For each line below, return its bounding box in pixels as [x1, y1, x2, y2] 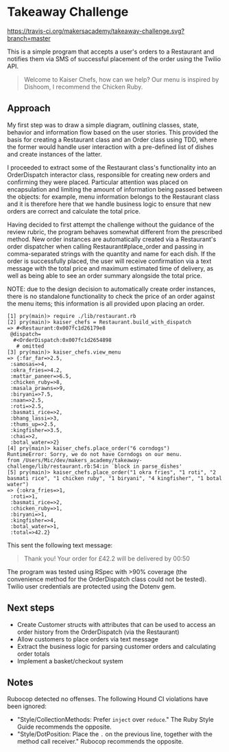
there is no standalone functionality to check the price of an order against [7, 292, 215, 300]
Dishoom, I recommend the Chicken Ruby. [23, 82, 143, 91]
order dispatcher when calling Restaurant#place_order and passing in [7, 242, 204, 251]
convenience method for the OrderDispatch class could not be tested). [7, 575, 207, 583]
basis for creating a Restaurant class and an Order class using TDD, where [7, 135, 217, 144]
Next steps [7, 602, 55, 614]
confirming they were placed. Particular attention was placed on [7, 178, 189, 186]
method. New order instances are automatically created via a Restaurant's [7, 235, 217, 243]
